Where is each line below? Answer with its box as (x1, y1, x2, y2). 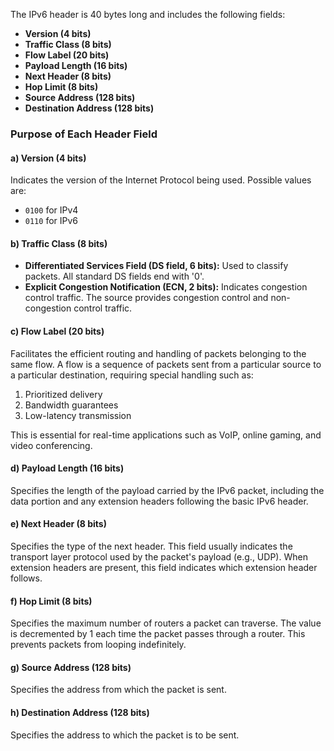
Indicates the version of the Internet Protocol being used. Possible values (10, 174, 312, 186)
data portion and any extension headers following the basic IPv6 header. (10, 495, 309, 507)
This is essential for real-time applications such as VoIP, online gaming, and (10, 429, 322, 441)
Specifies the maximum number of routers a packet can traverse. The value (10, 617, 322, 629)
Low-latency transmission (24, 409, 132, 421)
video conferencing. (10, 439, 93, 451)
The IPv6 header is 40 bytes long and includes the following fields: (10, 9, 286, 20)
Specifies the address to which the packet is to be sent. (10, 729, 240, 741)
